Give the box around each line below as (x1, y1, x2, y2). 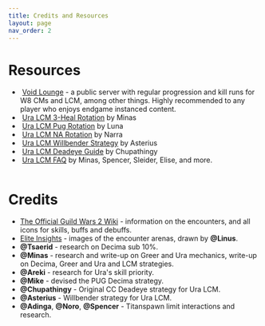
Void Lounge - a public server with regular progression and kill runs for (22, 87, 255, 97)
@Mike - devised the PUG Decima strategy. (19, 276, 164, 286)
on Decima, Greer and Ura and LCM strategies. (19, 259, 174, 268)
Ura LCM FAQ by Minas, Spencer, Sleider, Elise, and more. (22, 155, 213, 165)
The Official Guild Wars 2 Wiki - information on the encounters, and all (19, 217, 251, 226)
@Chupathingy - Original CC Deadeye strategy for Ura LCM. (19, 284, 221, 294)
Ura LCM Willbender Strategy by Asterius (22, 138, 158, 148)
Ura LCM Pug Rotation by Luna (22, 121, 124, 131)
